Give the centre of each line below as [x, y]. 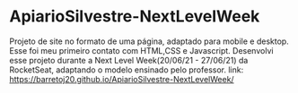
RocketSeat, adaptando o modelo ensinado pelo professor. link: [127, 70]
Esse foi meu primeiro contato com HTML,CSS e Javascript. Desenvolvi [141, 50]
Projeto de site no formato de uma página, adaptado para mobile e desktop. [149, 41]
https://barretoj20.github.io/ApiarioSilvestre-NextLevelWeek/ [122, 79]
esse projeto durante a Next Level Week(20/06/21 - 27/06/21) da [129, 60]
